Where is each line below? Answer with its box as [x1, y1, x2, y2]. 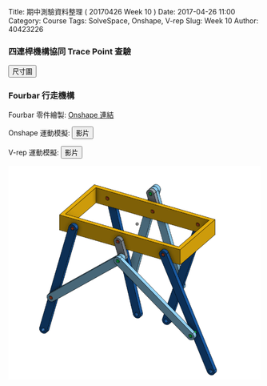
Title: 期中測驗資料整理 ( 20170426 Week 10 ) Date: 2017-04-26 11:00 [8, 7, 236, 16]
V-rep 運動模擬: [8, 147, 60, 157]
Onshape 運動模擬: [8, 127, 70, 138]
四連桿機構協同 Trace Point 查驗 [8, 46, 132, 57]
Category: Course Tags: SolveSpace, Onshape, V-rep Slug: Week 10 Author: [8, 16, 259, 26]
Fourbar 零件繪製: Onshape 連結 [8, 110, 114, 119]
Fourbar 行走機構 [8, 90, 75, 102]
